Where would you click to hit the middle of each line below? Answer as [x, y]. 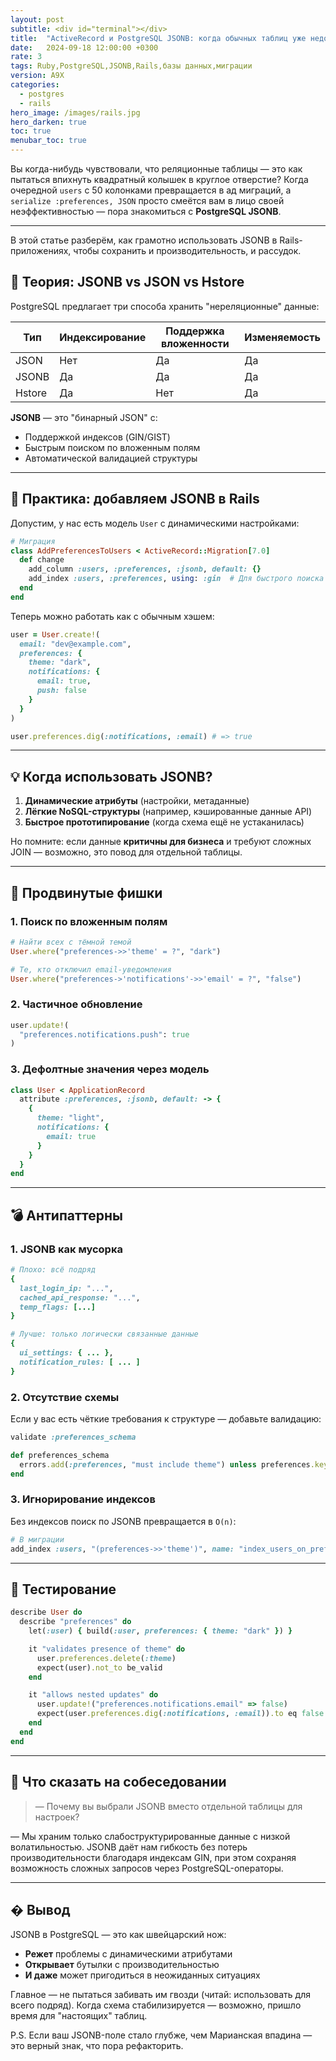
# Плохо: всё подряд [53, 1270]
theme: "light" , [70, 1118]
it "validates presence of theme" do [107, 1649]
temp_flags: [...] [58, 1307]
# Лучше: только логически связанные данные [104, 1334]
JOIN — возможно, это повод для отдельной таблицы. [126, 852]
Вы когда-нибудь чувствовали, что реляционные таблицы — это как [156, 169]
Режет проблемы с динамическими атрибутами [128, 1954]
